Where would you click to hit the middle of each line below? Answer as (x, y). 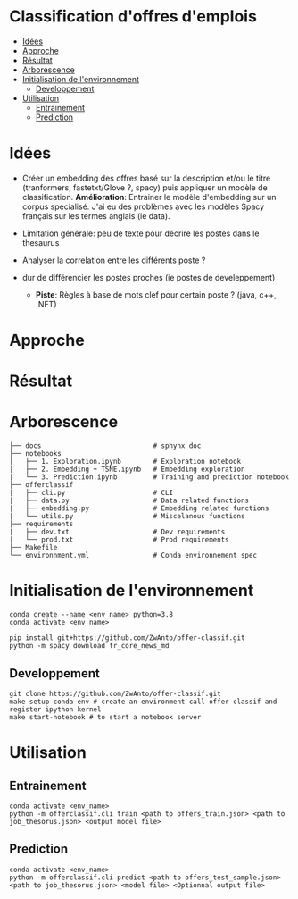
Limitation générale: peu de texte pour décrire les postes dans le (141, 233)
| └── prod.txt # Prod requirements (119, 540)
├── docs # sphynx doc (105, 446)
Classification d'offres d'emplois (133, 17)
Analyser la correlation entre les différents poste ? (114, 260)
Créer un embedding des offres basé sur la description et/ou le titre (146, 178)
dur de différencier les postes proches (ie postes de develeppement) (149, 277)
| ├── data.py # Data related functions (129, 501)
